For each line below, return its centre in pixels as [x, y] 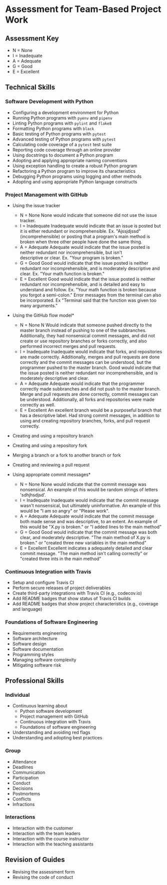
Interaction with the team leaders [46, 833]
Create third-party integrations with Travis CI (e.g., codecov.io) [77, 593]
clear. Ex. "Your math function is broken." [62, 273]
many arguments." [39, 305]
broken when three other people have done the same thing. [81, 242]
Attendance [24, 761]
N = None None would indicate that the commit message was [83, 484]
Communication [29, 772]
